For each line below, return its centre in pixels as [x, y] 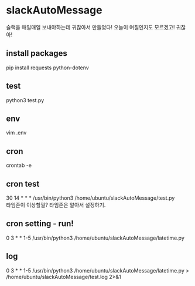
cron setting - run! [40, 224]
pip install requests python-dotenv [47, 68]
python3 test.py [25, 100]
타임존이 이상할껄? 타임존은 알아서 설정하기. [56, 205]
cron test [23, 184]
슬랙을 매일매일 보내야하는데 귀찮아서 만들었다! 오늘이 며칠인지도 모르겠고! [90, 27]
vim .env [16, 133]
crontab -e [19, 166]
